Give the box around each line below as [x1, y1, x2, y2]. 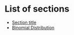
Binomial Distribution [11, 24, 55, 30]
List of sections [4, 3, 70, 15]
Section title [11, 19, 37, 25]
